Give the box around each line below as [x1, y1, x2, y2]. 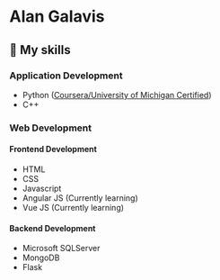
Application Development [9, 69, 123, 82]
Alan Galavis [9, 6, 105, 27]
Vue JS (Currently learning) [22, 203, 124, 212]
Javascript [22, 183, 62, 194]
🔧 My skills [9, 42, 71, 58]
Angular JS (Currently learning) [22, 193, 139, 203]
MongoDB [22, 252, 60, 263]
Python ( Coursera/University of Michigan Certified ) [22, 89, 212, 100]
